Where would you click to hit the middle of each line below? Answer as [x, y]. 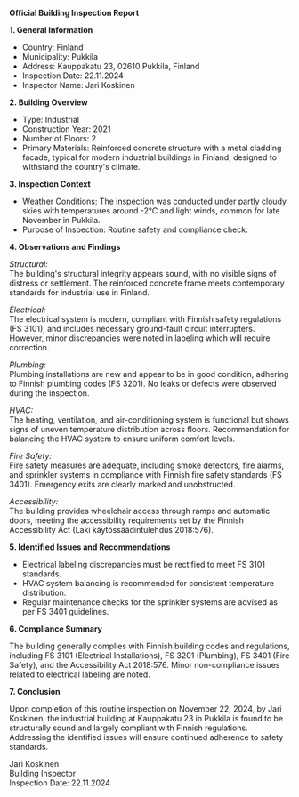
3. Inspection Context [50, 184]
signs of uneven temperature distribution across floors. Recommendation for [149, 429]
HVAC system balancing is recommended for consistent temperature [148, 583]
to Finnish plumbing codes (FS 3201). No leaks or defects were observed [143, 383]
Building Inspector [43, 773]
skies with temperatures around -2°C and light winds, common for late [151, 211]
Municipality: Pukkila [60, 56]
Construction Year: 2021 [66, 129]
